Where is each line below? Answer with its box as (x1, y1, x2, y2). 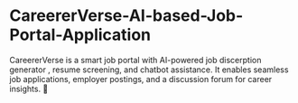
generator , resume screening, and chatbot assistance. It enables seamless (9, 64, 289, 75)
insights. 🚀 (9, 83, 49, 94)
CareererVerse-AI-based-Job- (9, 5, 244, 26)
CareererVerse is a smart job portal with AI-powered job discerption (9, 54, 262, 65)
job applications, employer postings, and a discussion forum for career (9, 73, 273, 84)
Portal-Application (9, 24, 152, 45)
